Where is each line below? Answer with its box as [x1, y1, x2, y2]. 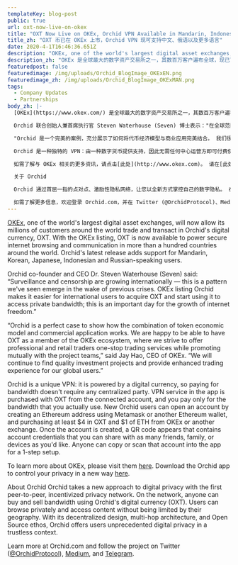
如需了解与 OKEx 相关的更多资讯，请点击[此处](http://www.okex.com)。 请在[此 [13, 160, 228, 167]
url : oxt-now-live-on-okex [7, 23, 87, 30]
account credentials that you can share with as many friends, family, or [7, 432, 215, 441]
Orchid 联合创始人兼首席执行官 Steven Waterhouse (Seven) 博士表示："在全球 [13, 122, 225, 129]
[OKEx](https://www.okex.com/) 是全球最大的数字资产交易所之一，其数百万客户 [13, 109, 225, 116]
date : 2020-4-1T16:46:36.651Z [7, 43, 97, 50]
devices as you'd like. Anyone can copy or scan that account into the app [7, 440, 222, 449]
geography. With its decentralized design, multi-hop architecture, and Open [7, 513, 228, 521]
